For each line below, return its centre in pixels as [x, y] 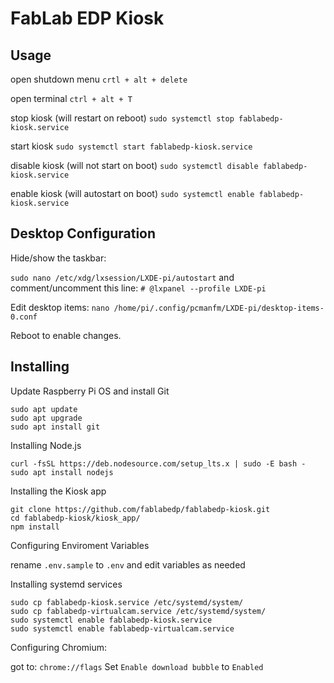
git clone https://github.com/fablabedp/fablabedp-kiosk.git [140, 509]
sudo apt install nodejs [62, 472]
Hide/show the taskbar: [58, 258]
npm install [35, 527]
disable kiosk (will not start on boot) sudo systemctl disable [134, 165]
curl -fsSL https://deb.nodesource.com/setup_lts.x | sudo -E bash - [158, 463]
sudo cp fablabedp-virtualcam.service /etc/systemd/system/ [138, 611]
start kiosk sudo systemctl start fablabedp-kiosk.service [131, 146]
